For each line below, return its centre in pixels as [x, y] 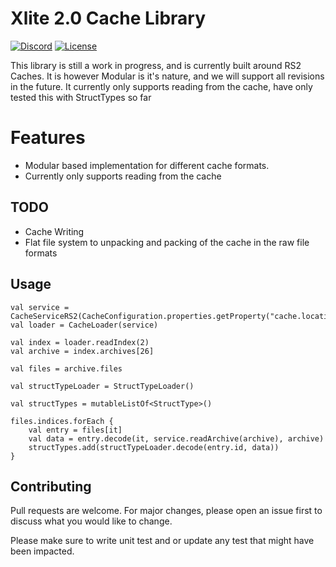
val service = [40, 307]
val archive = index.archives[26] [82, 351]
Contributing [51, 486]
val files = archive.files [66, 368]
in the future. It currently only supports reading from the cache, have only [161, 86]
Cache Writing [54, 231]
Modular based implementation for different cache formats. [147, 165]
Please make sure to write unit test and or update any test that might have [162, 541]
